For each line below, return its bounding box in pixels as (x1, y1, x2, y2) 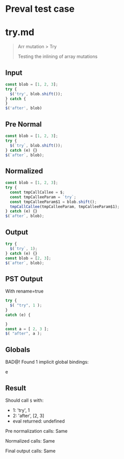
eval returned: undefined (12, 418, 65, 424)
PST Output (5, 275, 43, 283)
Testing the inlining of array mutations (17, 53, 98, 59)
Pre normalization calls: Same (5, 428, 68, 434)
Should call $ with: (5, 397, 44, 403)
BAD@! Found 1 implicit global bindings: (5, 359, 89, 365)
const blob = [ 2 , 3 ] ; (5, 256, 52, 261)
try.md (5, 27, 35, 38)
